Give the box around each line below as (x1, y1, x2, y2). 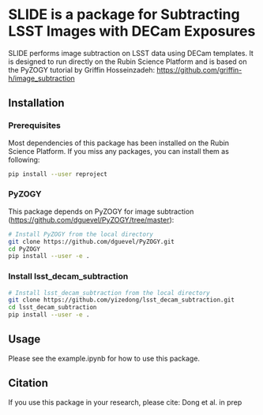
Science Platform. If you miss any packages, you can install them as (8, 146, 229, 155)
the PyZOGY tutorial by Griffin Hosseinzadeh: (8, 65, 156, 74)
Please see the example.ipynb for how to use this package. (8, 353, 200, 363)
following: (8, 155, 40, 164)
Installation (8, 96, 65, 110)
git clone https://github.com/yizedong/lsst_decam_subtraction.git (8, 296, 235, 305)
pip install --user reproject (8, 170, 108, 178)
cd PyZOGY (8, 245, 41, 253)
